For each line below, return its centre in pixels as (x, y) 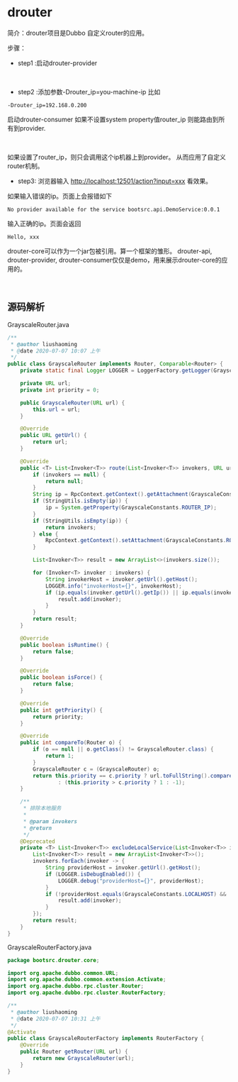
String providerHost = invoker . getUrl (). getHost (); (123, 868)
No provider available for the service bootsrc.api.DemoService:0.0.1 (114, 209)
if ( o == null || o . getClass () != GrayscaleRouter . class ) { (123, 749)
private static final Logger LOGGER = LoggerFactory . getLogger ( (117, 371)
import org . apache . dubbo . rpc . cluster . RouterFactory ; (87, 993)
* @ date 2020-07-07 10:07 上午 (56, 351)
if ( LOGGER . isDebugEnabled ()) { (93, 874)
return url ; (51, 442)
